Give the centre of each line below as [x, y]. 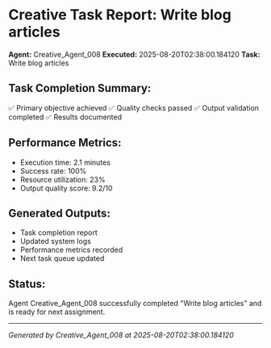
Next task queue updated [62, 258]
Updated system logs [55, 241]
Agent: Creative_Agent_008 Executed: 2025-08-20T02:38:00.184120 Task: [134, 54]
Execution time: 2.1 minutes [65, 162]
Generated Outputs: [60, 213]
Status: [27, 284]
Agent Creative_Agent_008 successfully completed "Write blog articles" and [135, 304]
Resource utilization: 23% [63, 179]
